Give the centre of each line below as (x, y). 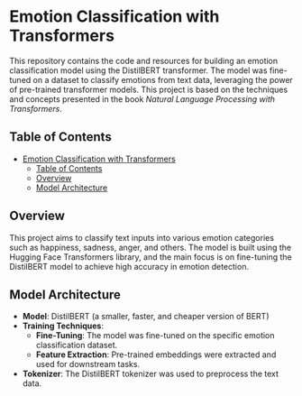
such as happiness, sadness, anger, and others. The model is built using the (150, 247)
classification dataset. (77, 345)
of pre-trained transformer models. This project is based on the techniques (149, 89)
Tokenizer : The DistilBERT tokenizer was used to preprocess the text (151, 374)
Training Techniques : (63, 326)
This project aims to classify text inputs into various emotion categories (142, 237)
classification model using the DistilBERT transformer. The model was (138, 70)
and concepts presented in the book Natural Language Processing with (142, 99)
